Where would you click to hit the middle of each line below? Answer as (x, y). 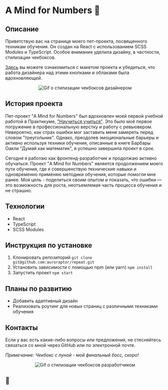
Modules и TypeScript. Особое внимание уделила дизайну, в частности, (83, 52)
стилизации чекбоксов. (31, 57)
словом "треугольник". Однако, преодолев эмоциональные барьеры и (82, 137)
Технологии (25, 207)
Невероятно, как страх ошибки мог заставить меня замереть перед (79, 132)
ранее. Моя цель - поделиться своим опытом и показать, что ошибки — (83, 180)
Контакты (22, 327)
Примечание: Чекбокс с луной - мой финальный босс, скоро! (72, 355)
